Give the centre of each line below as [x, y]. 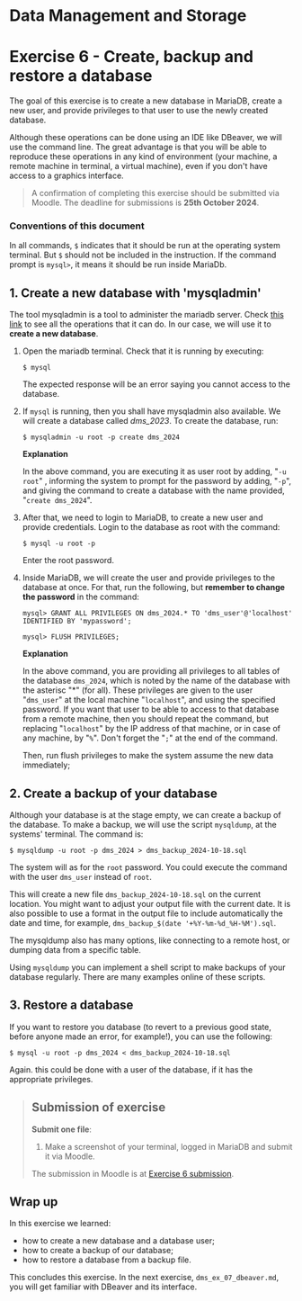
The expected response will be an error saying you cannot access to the [156, 384]
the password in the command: [80, 597]
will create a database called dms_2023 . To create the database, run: [150, 421]
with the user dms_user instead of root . [81, 877]
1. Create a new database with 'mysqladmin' [136, 293]
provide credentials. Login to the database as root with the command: [151, 527]
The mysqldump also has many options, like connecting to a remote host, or [150, 940]
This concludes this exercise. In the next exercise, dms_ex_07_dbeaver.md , [144, 1278]
